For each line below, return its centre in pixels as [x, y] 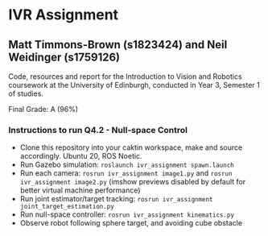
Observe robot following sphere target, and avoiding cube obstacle [131, 223]
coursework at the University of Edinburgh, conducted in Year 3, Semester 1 [134, 85]
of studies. [26, 93]
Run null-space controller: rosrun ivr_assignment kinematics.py [127, 214]
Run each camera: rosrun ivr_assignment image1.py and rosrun [126, 173]
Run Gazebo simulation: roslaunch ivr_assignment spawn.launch [127, 165]
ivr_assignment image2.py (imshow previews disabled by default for [133, 182]
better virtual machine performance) [80, 190]
